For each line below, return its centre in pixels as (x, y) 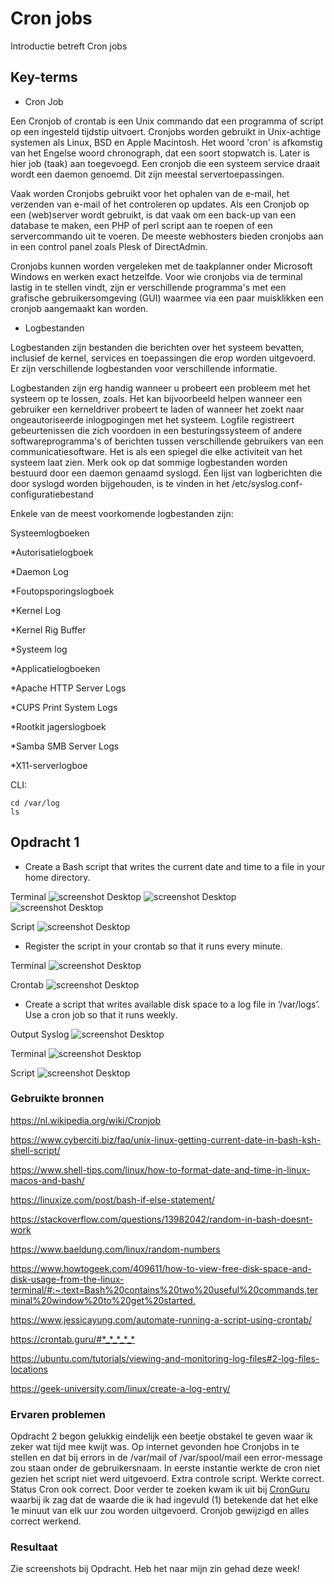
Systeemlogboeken (50, 533)
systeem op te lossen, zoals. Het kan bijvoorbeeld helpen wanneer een (156, 398)
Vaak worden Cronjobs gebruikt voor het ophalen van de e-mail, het (150, 193)
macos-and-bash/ (47, 1180)
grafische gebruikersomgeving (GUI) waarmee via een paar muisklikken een (167, 298)
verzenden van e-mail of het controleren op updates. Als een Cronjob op (160, 204)
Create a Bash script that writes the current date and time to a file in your (175, 866)
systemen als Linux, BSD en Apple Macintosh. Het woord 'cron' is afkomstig (166, 142)
